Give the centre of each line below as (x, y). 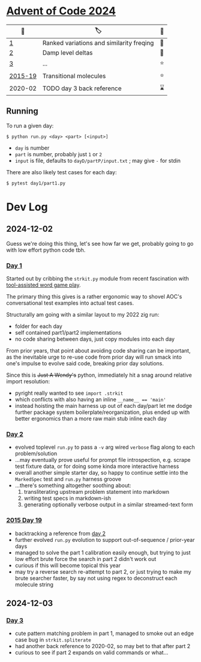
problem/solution (36, 454)
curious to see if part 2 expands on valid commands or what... (91, 652)
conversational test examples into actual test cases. (70, 303)
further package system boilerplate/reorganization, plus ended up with (102, 412)
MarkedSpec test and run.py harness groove (68, 479)
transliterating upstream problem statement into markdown (97, 492)
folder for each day (39, 326)
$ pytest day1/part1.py (36, 183)
